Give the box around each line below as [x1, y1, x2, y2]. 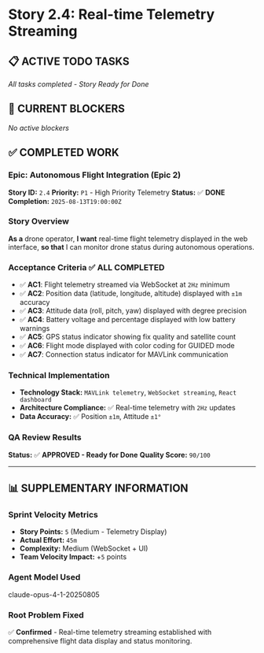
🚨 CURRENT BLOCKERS [8, 102, 126, 116]
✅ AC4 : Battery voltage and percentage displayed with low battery [19, 315, 236, 325]
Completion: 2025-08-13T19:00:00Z [8, 196, 122, 206]
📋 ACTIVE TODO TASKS [8, 54, 130, 68]
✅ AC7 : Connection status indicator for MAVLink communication [19, 350, 229, 359]
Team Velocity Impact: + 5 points [19, 552, 127, 562]
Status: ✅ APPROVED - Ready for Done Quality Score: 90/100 [8, 450, 211, 459]
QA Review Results [8, 432, 82, 443]
